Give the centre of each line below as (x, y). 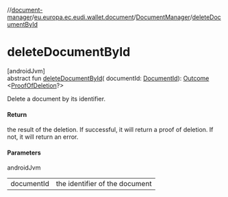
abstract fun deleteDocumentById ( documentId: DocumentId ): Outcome (108, 78)
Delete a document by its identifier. (56, 98)
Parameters (24, 153)
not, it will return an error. (43, 137)
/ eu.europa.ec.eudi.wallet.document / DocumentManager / (112, 17)
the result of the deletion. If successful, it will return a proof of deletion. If (110, 130)
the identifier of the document (104, 184)
